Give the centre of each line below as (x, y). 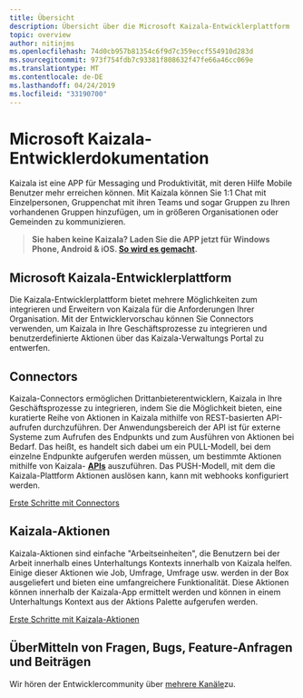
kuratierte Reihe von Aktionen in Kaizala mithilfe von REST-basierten (137, 418)
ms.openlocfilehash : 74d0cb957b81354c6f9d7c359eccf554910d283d (132, 52)
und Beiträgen (50, 662)
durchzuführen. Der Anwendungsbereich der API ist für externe (162, 427)
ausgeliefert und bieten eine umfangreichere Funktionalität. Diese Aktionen (149, 582)
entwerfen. (30, 348)
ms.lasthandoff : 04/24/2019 (63, 85)
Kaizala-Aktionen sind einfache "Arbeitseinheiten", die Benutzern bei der (145, 553)
